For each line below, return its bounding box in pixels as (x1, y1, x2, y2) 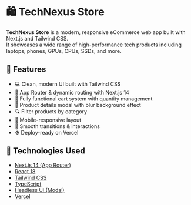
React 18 (14, 167, 36, 174)
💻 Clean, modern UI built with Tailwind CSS (14, 80, 121, 88)
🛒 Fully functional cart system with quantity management (14, 95, 153, 102)
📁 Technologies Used (6, 146, 85, 156)
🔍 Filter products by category (14, 107, 87, 115)
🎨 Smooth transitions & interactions (14, 122, 100, 130)
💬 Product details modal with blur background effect (14, 101, 141, 108)
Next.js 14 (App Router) (14, 162, 72, 169)
